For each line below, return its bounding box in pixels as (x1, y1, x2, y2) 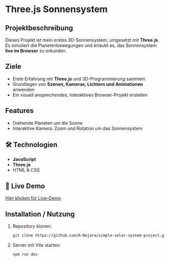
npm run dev (12, 251, 38, 257)
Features (5, 107, 34, 115)
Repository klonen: (12, 223, 52, 229)
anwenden (12, 86, 35, 92)
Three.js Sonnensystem (5, 4, 108, 15)
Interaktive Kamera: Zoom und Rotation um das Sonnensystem (12, 125, 143, 131)
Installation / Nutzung (5, 209, 75, 218)
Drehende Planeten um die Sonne (12, 120, 83, 126)
